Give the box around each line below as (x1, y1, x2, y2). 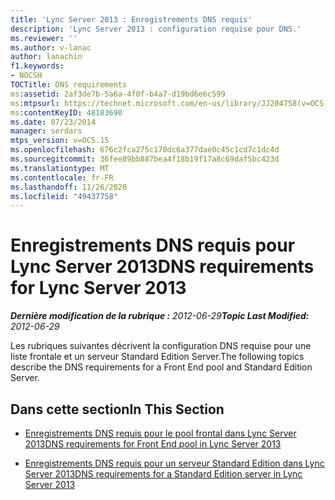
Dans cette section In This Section (10, 401, 225, 418)
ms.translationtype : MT (10, 163, 110, 173)
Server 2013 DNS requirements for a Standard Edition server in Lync (24, 468, 303, 480)
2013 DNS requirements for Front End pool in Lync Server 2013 (24, 438, 282, 450)
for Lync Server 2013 (10, 277, 187, 300)
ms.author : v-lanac (10, 42, 92, 53)
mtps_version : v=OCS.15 (10, 136, 110, 146)
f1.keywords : (10, 61, 65, 71)
